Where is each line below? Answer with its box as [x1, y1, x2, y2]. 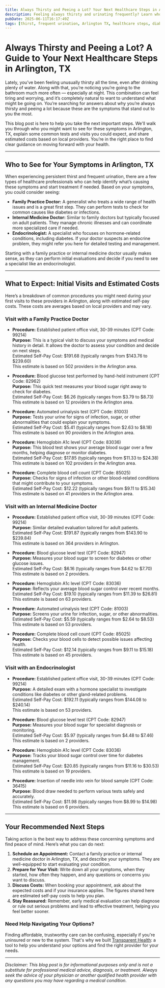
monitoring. [12, 727, 36, 733]
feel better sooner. [12, 908, 50, 914]
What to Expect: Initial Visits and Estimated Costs [5, 280, 160, 288]
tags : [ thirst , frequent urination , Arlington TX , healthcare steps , [5, 21, 151, 26]
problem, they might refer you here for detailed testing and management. [12, 241, 160, 247]
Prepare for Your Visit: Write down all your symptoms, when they [12, 866, 145, 872]
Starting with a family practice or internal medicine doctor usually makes [5, 250, 152, 256]
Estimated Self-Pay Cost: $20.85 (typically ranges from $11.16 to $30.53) [12, 763, 160, 768]
